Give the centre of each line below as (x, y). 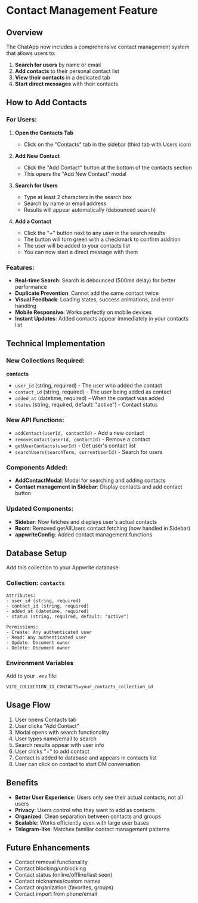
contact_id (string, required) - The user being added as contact (93, 392)
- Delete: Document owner (38, 648)
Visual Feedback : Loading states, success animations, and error (94, 299)
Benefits (22, 783)
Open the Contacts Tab (44, 133)
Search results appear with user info (59, 745)
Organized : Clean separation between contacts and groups (88, 816)
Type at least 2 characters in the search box (78, 197)
